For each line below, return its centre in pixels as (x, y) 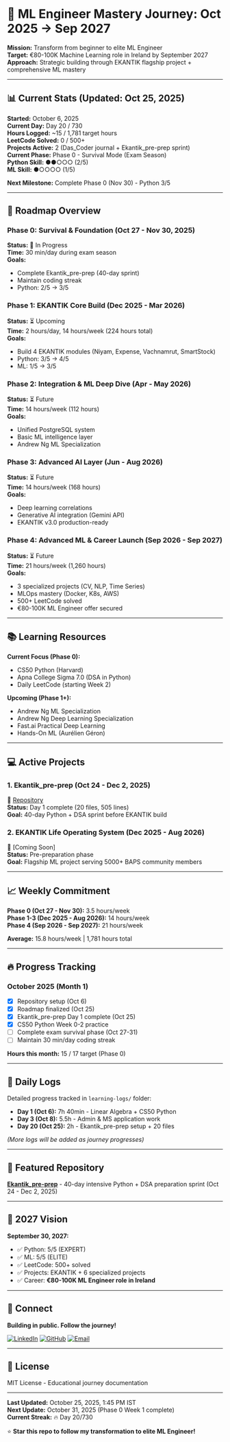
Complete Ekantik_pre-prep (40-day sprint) (78, 273)
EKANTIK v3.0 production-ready (63, 523)
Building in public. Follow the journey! (62, 1325)
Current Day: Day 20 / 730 (45, 126)
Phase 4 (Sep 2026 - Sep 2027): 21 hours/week (75, 926)
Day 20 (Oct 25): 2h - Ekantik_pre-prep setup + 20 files (95, 1126)
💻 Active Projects (46, 762)
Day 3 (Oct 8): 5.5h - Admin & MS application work (89, 1119)
